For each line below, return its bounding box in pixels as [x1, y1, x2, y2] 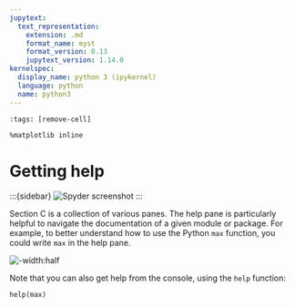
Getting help [9, 160, 105, 181]
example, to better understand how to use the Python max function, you [9, 228, 276, 239]
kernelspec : [9, 65, 55, 74]
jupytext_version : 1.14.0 [25, 56, 125, 65]
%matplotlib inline [9, 130, 84, 139]
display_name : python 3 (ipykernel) [17, 73, 157, 82]
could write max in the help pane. [9, 238, 131, 249]
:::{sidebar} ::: [9, 190, 143, 201]
